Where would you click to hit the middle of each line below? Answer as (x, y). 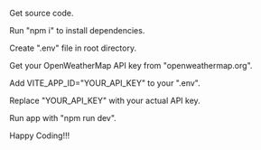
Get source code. (42, 13)
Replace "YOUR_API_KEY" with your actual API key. (105, 100)
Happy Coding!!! (40, 136)
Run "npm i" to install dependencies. (77, 30)
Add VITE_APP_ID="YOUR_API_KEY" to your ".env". (105, 83)
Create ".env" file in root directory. (73, 48)
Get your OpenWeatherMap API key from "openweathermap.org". (131, 66)
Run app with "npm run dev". (63, 118)
